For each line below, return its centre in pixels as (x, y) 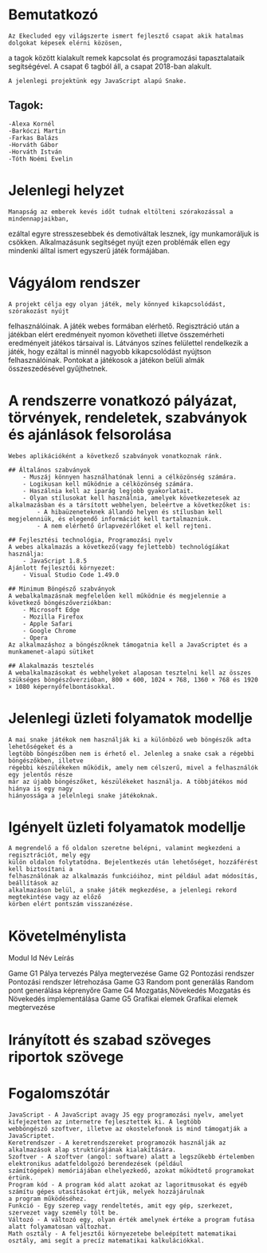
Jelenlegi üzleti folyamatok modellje (130, 718)
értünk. (21, 1177)
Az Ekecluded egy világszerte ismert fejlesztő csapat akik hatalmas (126, 36)
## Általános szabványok (49, 470)
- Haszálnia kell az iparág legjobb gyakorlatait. (108, 491)
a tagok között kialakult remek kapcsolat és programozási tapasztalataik (127, 58)
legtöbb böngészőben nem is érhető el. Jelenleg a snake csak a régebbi (132, 754)
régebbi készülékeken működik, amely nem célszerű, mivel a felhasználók (133, 768)
